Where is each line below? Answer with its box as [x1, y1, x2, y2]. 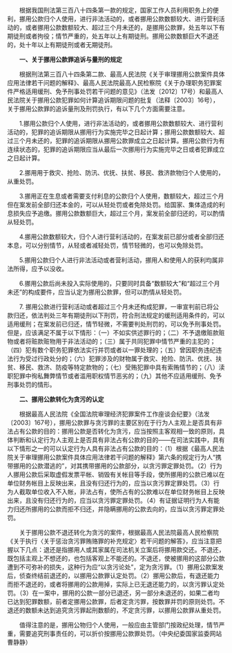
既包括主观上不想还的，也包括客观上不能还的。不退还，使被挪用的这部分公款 [7, 554, 225, 562]
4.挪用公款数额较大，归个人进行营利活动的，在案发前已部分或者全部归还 [19, 232, 224, 241]
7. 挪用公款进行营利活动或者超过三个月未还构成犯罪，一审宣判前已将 [19, 303, 213, 311]
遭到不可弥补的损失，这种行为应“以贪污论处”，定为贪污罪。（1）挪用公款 [7, 563, 212, 571]
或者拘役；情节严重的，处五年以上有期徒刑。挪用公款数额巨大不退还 [25, 32, 219, 40]
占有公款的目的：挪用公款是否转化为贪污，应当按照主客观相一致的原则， [12, 427, 219, 435]
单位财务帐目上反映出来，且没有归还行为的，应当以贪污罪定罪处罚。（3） [7, 479, 214, 487]
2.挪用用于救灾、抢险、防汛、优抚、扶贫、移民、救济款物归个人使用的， [19, 169, 224, 176]
